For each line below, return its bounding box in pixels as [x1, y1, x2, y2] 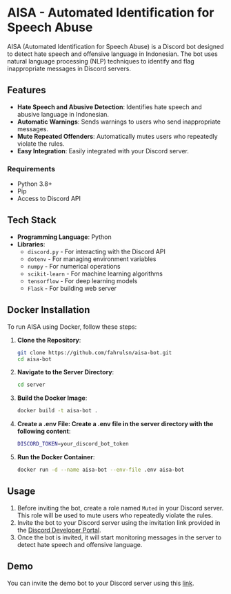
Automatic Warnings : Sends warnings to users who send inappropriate [17, 117, 221, 126]
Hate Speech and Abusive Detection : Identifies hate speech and [17, 102, 202, 111]
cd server [17, 381, 46, 388]
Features [7, 84, 46, 96]
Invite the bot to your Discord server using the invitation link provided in [17, 518, 221, 526]
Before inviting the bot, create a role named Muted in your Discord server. [17, 504, 224, 512]
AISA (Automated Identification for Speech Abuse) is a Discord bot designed [7, 42, 224, 50]
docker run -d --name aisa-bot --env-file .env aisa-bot [17, 466, 185, 474]
